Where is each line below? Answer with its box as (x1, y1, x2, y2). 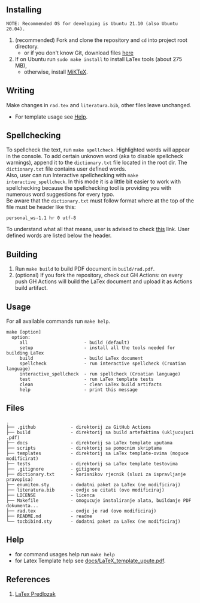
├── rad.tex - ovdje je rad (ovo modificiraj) (6, 508, 157, 514)
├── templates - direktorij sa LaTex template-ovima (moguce (6, 450, 189, 456)
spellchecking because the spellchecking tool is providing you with (6, 184, 172, 192)
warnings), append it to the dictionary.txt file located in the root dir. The (6, 159, 187, 166)
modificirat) (6, 455, 39, 462)
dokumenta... (6, 502, 39, 508)
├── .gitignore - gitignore (6, 466, 101, 472)
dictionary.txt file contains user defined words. (6, 165, 127, 172)
